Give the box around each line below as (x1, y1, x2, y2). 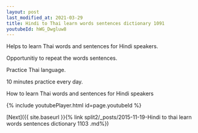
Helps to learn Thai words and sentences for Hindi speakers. (6, 43, 158, 50)
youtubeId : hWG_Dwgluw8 (6, 26, 67, 32)
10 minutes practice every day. (6, 78, 83, 85)
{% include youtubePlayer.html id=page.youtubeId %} (6, 102, 142, 109)
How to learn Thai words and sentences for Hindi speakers (6, 90, 154, 98)
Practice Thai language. (6, 66, 66, 74)
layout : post (6, 9, 40, 15)
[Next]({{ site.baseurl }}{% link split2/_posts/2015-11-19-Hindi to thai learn (6, 113, 192, 121)
